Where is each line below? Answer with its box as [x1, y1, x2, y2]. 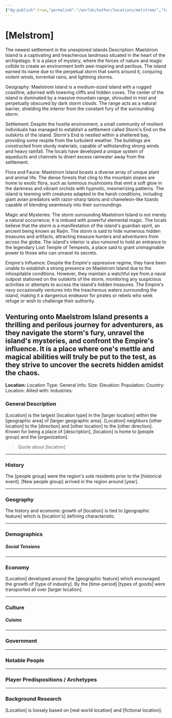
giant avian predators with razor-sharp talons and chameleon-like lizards [5, 196, 159, 202]
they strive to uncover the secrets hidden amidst [5, 360, 164, 369]
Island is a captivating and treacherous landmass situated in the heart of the [5, 52, 165, 58]
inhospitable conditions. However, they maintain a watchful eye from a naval [5, 270, 166, 277]
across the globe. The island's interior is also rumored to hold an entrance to [5, 239, 166, 245]
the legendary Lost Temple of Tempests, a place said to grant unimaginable [5, 244, 165, 250]
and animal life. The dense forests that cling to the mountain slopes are [5, 174, 155, 180]
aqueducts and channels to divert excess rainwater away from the [5, 153, 145, 159]
